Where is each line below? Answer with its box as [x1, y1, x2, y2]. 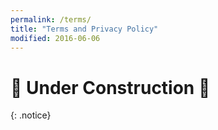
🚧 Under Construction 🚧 [10, 76, 211, 99]
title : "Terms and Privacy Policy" [10, 24, 159, 34]
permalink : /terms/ [10, 14, 92, 25]
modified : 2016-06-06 [10, 33, 101, 43]
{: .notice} [10, 109, 52, 121]
